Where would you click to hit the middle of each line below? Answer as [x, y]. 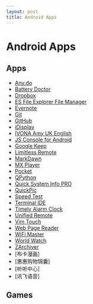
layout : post [22, 12]
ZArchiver [27, 246]
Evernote [26, 108]
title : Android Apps [32, 17]
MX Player [27, 164]
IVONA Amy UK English [43, 133]
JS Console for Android [43, 140]
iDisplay [24, 127]
